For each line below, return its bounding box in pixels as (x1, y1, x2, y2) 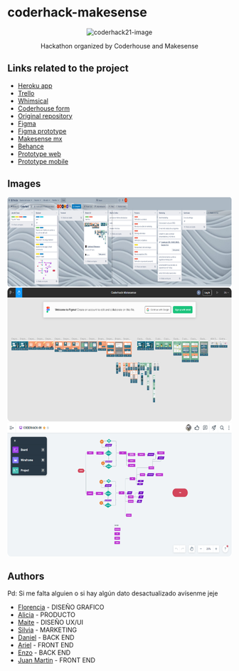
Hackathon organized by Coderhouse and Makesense (40, 41, 199, 50)
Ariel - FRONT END (17, 641, 74, 650)
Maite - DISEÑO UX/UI (17, 618, 84, 627)
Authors (7, 570, 45, 582)
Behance (17, 142, 44, 150)
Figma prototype (17, 126, 67, 135)
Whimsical (17, 96, 48, 105)
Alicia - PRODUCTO (17, 610, 76, 619)
